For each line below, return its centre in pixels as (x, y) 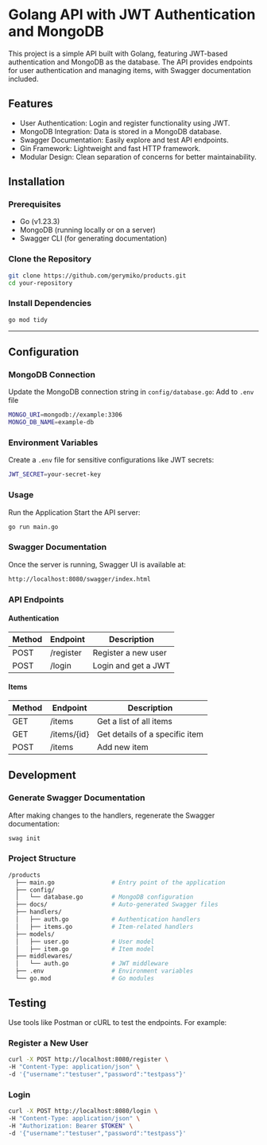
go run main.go (33, 527)
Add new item (122, 747)
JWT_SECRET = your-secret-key (55, 474)
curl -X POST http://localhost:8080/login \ (83, 1111)
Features (31, 104)
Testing (27, 1003)
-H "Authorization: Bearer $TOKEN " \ (71, 1126)
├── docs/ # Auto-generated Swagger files (117, 905)
